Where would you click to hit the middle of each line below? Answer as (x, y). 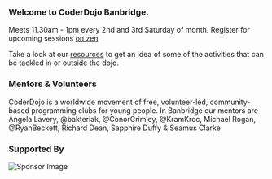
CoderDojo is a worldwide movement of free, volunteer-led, (108, 102)
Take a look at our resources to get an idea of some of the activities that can (136, 55)
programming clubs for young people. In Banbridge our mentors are (145, 110)
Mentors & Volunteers (53, 84)
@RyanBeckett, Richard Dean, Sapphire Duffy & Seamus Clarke (115, 128)
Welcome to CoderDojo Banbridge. (79, 12)
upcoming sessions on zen (53, 38)
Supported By (36, 149)
